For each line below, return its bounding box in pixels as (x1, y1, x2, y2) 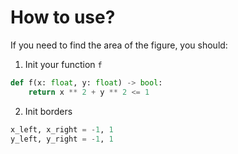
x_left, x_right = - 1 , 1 (10, 124, 114, 135)
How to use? (10, 6, 116, 29)
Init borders (24, 105, 73, 117)
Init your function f (24, 58, 103, 70)
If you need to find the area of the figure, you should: (10, 39, 228, 51)
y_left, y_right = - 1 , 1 (10, 134, 114, 144)
